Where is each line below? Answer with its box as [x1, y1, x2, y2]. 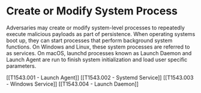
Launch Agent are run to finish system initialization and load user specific [6, 56, 188, 63]
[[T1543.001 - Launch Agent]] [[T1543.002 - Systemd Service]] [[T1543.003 [6, 74, 194, 81]
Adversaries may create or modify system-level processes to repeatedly [6, 24, 185, 31]
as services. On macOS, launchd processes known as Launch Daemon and [6, 49, 192, 56]
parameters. [6, 62, 37, 70]
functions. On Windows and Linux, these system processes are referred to [6, 43, 190, 50]
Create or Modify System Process [6, 4, 178, 18]
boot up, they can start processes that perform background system [6, 37, 173, 44]
